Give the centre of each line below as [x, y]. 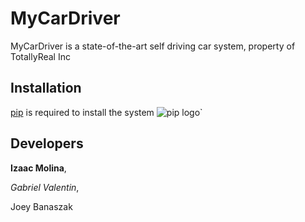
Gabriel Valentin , [45, 187]
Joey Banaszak [41, 206]
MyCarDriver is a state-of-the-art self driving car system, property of [153, 46]
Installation [46, 88]
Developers [47, 143]
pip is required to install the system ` [106, 112]
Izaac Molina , [38, 168]
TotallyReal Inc [40, 56]
